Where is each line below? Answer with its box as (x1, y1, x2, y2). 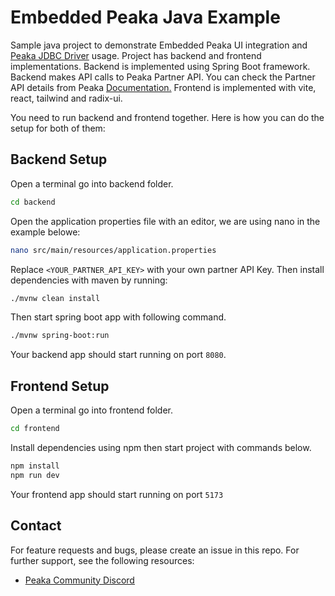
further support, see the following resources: (10, 554, 195, 566)
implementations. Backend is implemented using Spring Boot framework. (10, 60, 311, 72)
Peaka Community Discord (24, 574, 135, 586)
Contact (10, 517, 62, 535)
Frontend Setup (10, 377, 110, 395)
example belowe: (10, 226, 81, 238)
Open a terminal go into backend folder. (10, 177, 174, 190)
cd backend (10, 197, 56, 207)
